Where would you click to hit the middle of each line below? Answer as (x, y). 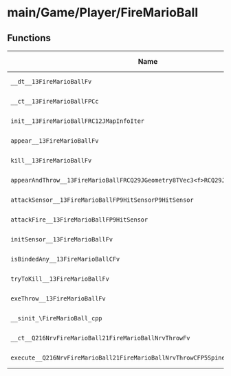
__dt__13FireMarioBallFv (51, 81)
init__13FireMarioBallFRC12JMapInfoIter (77, 121)
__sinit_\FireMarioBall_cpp (56, 318)
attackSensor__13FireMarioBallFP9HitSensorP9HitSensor (102, 200)
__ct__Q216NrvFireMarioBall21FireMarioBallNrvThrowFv (100, 338)
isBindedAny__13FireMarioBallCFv (65, 259)
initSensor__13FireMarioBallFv (62, 239)
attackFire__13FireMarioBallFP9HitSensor (79, 220)
